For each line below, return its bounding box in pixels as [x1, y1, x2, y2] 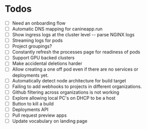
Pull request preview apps [12, 112, 67, 118]
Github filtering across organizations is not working [12, 89, 120, 95]
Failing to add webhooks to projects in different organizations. [12, 83, 142, 90]
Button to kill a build [12, 100, 54, 106]
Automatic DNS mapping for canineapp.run [12, 26, 103, 32]
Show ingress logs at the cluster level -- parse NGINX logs [12, 32, 135, 38]
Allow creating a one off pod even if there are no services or [12, 66, 138, 72]
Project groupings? [12, 43, 52, 49]
